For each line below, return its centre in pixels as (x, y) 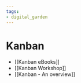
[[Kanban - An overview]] (45, 74)
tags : (12, 11)
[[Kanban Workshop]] (40, 68)
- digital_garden (27, 17)
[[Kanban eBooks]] (37, 62)
